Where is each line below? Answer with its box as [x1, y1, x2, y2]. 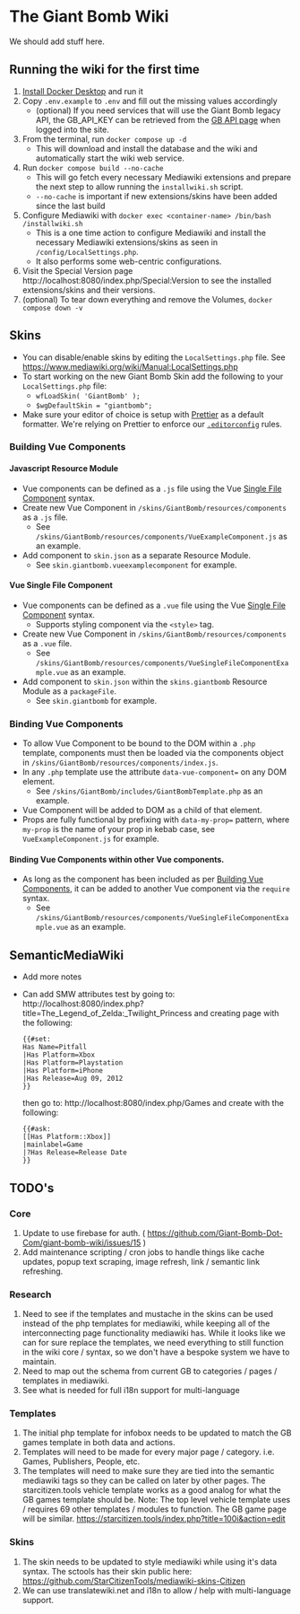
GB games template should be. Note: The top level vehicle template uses [21, 1495, 291, 1505]
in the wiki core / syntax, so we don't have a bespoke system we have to [21, 1346, 290, 1357]
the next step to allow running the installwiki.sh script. [35, 181, 244, 192]
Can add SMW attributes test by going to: [21, 989, 176, 1000]
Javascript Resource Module [9, 463, 119, 474]
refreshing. [21, 1266, 64, 1276]
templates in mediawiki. [21, 1375, 110, 1386]
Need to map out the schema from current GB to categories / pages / [21, 1366, 278, 1377]
